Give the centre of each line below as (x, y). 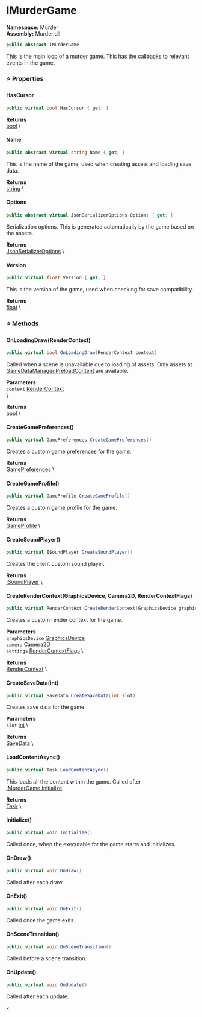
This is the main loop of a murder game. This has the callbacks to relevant (98, 56)
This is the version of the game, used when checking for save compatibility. (100, 290)
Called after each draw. (35, 882)
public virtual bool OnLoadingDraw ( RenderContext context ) (82, 353)
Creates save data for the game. (46, 707)
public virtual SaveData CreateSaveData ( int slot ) (71, 695)
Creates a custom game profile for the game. (62, 508)
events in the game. (31, 62)
